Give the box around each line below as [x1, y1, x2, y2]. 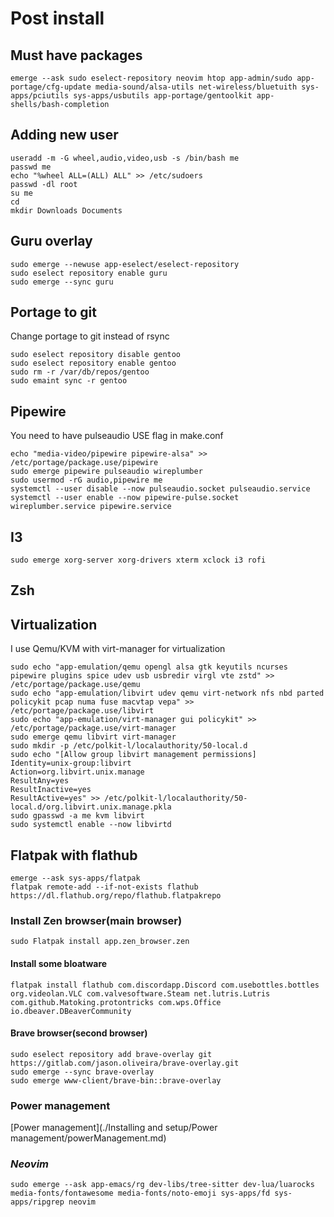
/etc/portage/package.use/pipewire [10, 458, 159, 468]
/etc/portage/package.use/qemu [10, 680, 141, 690]
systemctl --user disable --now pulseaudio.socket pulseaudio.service [10, 484, 311, 494]
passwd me [10, 162, 52, 172]
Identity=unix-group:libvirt [10, 758, 132, 769]
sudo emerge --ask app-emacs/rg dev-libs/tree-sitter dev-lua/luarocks [10, 1180, 315, 1190]
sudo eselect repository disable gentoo [10, 350, 182, 360]
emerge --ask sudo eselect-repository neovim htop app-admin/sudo [10, 73, 293, 83]
